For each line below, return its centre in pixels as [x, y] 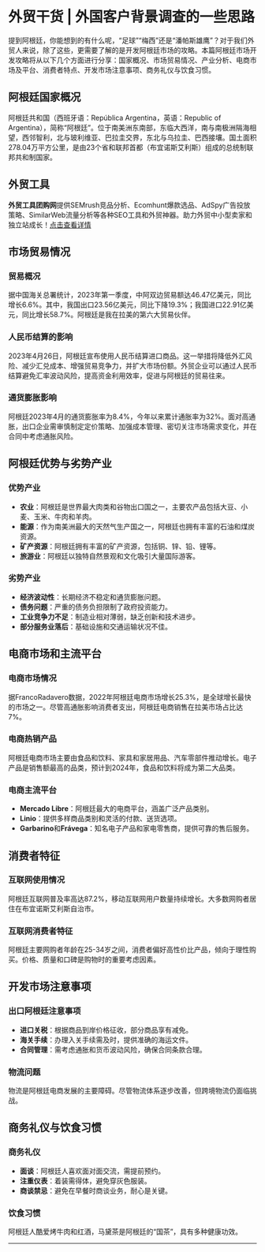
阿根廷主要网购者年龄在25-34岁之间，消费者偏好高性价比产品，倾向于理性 [129, 950]
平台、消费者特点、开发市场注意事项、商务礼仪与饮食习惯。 [118, 69]
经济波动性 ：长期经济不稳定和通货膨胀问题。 [92, 596]
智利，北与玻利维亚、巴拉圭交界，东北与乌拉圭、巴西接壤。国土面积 [146, 137]
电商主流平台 [33, 790]
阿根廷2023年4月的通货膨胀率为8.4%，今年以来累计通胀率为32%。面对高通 [132, 417]
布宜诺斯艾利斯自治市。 [60, 908]
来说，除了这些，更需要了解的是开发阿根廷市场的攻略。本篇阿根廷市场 [136, 50]
